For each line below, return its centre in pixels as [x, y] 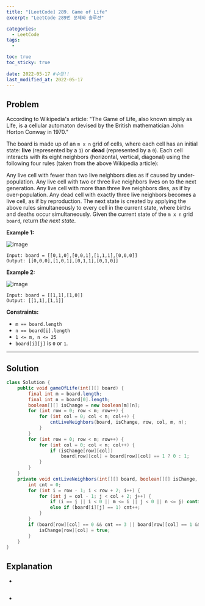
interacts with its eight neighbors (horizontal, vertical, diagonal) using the [98, 157]
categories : [21, 29]
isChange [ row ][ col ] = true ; [75, 530]
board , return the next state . [41, 221]
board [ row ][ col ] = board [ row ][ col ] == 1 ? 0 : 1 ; [125, 456]
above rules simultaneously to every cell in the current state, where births [99, 208]
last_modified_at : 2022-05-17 [45, 79]
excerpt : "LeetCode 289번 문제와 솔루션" [55, 18]
